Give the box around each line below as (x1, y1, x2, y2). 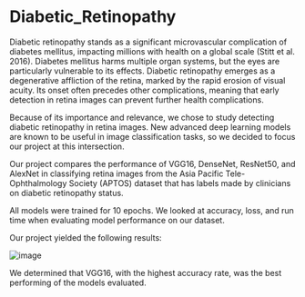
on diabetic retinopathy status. (9, 187, 125, 198)
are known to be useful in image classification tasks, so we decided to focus (9, 131, 296, 142)
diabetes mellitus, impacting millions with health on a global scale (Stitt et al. (9, 45, 296, 56)
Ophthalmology (9, 177, 67, 188)
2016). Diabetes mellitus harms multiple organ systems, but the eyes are (9, 55, 280, 66)
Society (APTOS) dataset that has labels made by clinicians (68, 177, 291, 188)
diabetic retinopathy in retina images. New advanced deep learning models (9, 121, 291, 133)
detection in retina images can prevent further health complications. (9, 94, 264, 105)
